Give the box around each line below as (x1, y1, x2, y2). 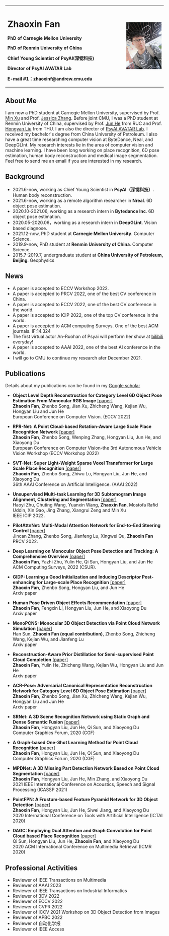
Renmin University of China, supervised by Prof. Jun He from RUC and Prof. (5, 120, 162, 126)
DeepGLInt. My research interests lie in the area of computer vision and (5, 142, 153, 148)
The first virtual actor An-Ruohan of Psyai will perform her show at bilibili (12, 333, 163, 339)
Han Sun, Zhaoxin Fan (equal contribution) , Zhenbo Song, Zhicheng (12, 631, 155, 637)
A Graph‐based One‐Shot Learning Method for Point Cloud (12, 740, 138, 746)
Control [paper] (12, 528, 46, 534)
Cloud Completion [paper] (12, 657, 68, 663)
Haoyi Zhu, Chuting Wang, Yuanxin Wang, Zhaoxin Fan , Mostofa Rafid (12, 502, 158, 508)
